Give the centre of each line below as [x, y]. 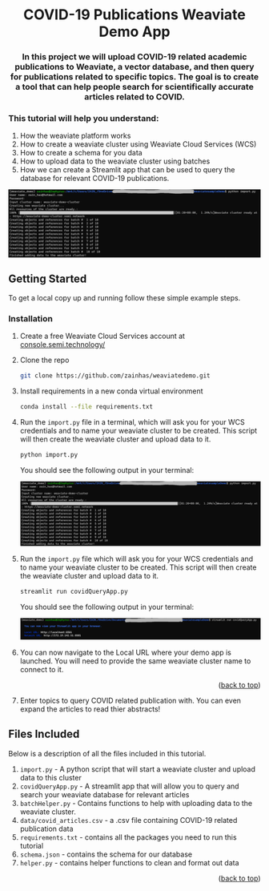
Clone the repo [44, 360]
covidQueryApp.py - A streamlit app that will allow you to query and [129, 786]
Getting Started [48, 278]
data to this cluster [50, 777]
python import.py [49, 455]
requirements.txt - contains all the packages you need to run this [128, 837]
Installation [31, 318]
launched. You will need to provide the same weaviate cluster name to [135, 661]
